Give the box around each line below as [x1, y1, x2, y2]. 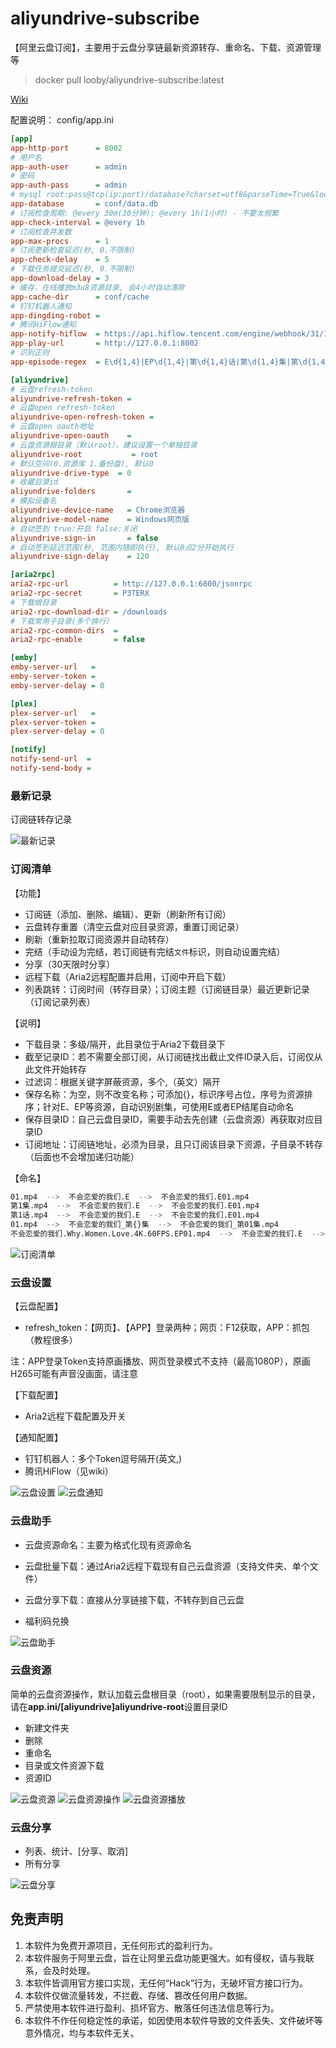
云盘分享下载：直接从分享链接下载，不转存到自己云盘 [24, 1593, 245, 1606]
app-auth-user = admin [10, 162, 128, 172]
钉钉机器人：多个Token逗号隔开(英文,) [24, 1453, 183, 1465]
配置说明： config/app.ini [10, 113, 114, 126]
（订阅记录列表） [24, 995, 96, 1007]
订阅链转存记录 [10, 813, 72, 826]
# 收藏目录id [10, 477, 59, 487]
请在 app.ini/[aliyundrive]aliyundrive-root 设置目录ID [10, 1700, 228, 1712]
